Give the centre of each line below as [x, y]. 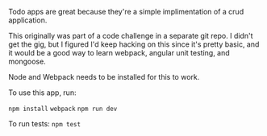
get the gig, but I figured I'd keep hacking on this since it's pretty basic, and [134, 44]
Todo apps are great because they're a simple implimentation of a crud [126, 12]
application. [28, 20]
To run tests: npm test [45, 124]
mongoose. [27, 61]
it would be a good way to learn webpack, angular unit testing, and [119, 53]
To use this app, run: [42, 93]
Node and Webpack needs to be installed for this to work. [104, 77]
